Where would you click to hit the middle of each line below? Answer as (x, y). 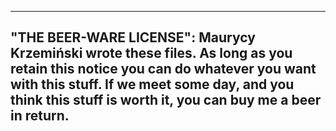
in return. (40, 116)
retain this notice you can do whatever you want (163, 69)
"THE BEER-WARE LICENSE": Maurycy (133, 37)
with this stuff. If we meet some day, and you (152, 84)
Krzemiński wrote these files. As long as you (151, 53)
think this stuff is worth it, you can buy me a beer (166, 100)
